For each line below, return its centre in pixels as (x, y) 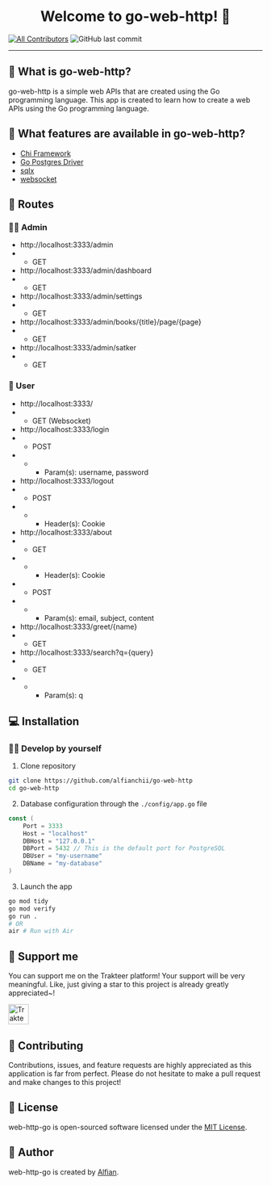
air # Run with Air (41, 932)
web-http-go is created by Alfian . (64, 1172)
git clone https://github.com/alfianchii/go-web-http (101, 781)
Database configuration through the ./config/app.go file (113, 803)
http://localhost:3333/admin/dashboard (85, 270)
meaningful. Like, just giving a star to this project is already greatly (119, 985)
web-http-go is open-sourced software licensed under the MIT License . (128, 1127)
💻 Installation (44, 721)
